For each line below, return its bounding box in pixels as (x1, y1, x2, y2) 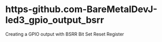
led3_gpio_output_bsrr (5, 14, 104, 26)
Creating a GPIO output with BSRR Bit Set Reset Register (5, 31, 125, 37)
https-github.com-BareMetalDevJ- (5, 4, 157, 15)
